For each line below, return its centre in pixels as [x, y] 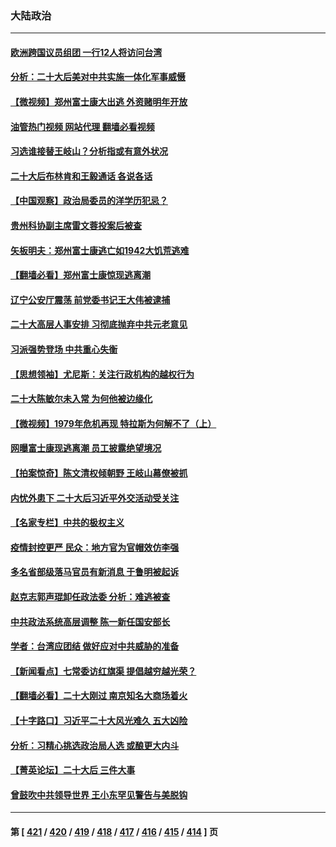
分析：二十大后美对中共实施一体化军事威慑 [98, 77]
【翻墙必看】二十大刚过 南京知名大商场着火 [99, 696]
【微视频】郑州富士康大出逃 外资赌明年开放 [99, 102]
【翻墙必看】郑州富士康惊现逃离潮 [80, 275]
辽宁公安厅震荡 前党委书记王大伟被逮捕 [90, 299]
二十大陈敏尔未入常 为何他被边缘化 [81, 399]
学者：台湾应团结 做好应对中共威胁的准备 [95, 646]
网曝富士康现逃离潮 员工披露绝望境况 [86, 448]
